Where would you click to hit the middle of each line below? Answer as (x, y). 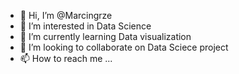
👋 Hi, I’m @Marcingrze (66, 15)
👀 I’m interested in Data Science (85, 26)
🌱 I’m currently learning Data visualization (105, 36)
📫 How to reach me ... (66, 58)
